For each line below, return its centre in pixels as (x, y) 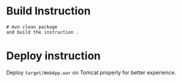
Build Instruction (49, 11)
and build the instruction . (43, 32)
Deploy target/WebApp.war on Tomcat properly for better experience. (91, 72)
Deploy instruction (53, 56)
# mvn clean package (32, 27)
